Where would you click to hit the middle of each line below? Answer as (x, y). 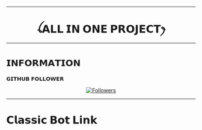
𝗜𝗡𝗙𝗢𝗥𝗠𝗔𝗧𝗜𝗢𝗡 (44, 63)
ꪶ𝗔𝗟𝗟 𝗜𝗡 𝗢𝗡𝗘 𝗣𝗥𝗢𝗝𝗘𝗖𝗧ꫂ (101, 29)
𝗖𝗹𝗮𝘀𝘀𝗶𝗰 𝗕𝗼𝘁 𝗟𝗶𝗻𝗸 (52, 120)
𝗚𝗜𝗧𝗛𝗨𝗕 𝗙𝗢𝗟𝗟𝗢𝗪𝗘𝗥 (35, 78)
